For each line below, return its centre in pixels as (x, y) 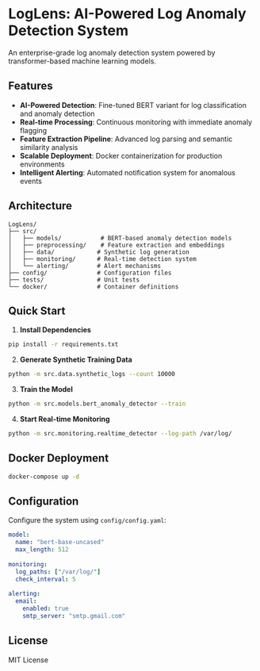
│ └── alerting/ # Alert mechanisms (84, 266)
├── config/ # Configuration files (90, 273)
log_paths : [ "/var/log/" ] (58, 572)
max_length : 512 (42, 550)
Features (31, 86)
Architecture (40, 206)
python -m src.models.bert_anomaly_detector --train (97, 404)
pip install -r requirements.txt (63, 345)
